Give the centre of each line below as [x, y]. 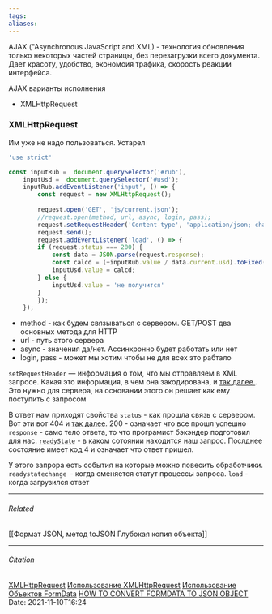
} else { [52, 277]
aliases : [23, 24]
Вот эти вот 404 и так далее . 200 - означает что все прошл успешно [127, 423]
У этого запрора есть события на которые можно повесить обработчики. [136, 465]
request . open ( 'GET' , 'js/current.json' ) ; [108, 210]
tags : [17, 16]
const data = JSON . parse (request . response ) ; [128, 255]
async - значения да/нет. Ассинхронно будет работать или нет [129, 349]
